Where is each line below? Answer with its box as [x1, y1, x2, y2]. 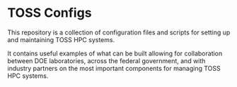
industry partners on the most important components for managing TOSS [7, 64, 221, 72]
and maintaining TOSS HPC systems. [7, 35, 115, 43]
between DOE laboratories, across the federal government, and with [7, 56, 206, 65]
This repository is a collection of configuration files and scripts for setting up [7, 28, 231, 36]
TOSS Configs [7, 5, 92, 21]
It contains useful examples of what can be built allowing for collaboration [7, 49, 223, 58]
